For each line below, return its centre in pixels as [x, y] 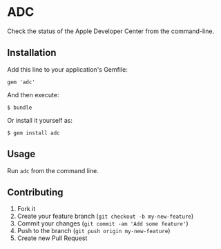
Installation [32, 53]
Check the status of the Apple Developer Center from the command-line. [111, 31]
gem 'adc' [21, 82]
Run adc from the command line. [53, 170]
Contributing [35, 192]
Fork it [26, 209]
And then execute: [33, 94]
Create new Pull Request [52, 238]
